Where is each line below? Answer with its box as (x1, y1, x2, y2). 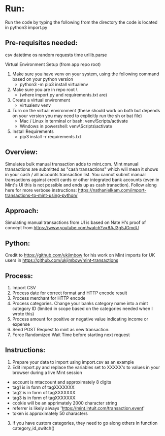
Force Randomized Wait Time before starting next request (12, 332, 130, 338)
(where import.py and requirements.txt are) (19, 92, 107, 97)
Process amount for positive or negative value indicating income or (12, 316, 149, 322)
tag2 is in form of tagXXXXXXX (12, 389, 75, 395)
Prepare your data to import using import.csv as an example (12, 359, 134, 365)
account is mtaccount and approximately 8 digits (12, 379, 112, 385)
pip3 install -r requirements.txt (19, 133, 81, 139)
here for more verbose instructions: (5, 187, 77, 193)
